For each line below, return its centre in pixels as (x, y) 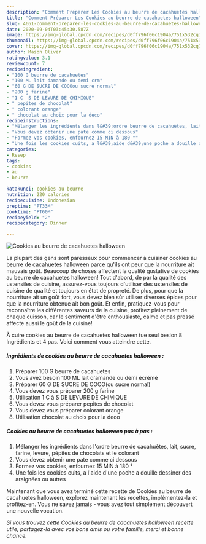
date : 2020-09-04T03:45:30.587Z (48, 29)
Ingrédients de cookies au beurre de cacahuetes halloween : (85, 356)
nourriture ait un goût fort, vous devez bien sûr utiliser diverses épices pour (102, 297)
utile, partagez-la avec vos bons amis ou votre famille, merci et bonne (95, 529)
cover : (15, 47)
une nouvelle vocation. (35, 511)
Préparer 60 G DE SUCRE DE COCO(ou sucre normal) (83, 384)
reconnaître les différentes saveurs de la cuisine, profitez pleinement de (97, 310)
